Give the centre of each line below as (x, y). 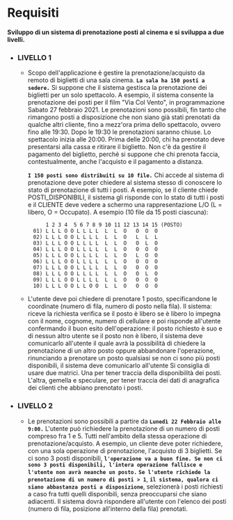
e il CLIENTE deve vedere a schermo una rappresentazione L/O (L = (125, 205)
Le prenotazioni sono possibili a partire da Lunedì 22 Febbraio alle (124, 421)
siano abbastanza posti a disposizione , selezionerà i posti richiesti (125, 487)
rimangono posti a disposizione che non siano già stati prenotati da (124, 117)
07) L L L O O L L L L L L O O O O (95, 268)
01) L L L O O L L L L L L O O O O (95, 231)
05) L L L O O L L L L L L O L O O (95, 256)
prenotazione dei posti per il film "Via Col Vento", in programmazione (126, 102)
